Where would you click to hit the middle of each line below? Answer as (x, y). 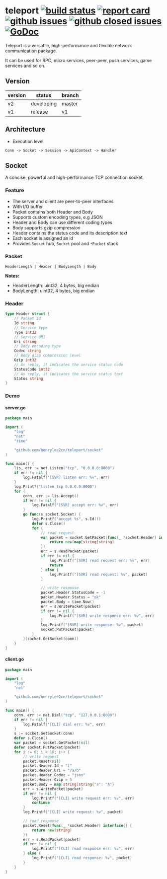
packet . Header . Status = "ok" (71, 597)
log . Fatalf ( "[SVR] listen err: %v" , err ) (67, 477)
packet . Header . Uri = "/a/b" (52, 770)
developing (44, 103)
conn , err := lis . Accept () (51, 496)
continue (41, 803)
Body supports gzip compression (46, 227)
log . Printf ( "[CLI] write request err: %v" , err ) (83, 798)
